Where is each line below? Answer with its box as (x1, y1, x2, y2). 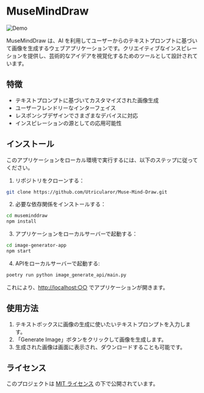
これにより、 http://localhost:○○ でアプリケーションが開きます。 (6, 283, 169, 291)
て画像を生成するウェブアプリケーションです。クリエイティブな (6, 44, 166, 52)
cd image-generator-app (6, 242, 67, 249)
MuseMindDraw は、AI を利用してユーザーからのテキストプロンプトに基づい (6, 37, 198, 44)
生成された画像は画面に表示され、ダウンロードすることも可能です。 (15, 343, 186, 350)
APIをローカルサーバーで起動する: (15, 260, 100, 267)
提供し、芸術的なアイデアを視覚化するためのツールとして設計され (27, 52, 193, 59)
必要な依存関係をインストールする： (15, 201, 107, 208)
